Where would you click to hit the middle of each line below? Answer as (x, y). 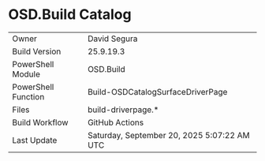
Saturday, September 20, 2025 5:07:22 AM (169, 135)
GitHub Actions (116, 122)
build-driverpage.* (123, 110)
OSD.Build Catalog (70, 15)
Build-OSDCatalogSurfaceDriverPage (158, 92)
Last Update (35, 140)
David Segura (113, 39)
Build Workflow (40, 122)
